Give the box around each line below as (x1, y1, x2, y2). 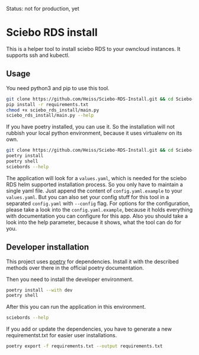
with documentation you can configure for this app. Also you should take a (6, 212, 188, 219)
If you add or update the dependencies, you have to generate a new (6, 325, 172, 332)
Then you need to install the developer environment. (6, 276, 134, 283)
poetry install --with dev (6, 287, 73, 293)
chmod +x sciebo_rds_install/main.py (6, 107, 99, 113)
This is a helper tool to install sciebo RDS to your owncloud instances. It (6, 45, 181, 52)
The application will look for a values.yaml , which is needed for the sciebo (6, 174, 187, 181)
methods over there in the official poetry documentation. (6, 264, 144, 271)
